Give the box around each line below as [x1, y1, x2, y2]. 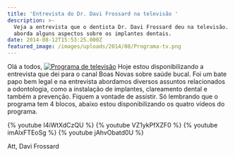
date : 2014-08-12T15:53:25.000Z [7, 37, 102, 44]
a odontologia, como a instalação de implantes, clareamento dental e [7, 85, 208, 93]
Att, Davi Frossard [7, 142, 60, 150]
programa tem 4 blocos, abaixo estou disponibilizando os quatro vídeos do [7, 100, 225, 108]
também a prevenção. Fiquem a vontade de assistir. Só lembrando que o [7, 92, 219, 101]
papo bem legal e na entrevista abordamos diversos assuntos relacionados [7, 77, 226, 85]
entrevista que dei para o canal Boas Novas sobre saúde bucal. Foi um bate [7, 70, 227, 78]
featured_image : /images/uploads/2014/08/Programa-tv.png [7, 43, 181, 50]
